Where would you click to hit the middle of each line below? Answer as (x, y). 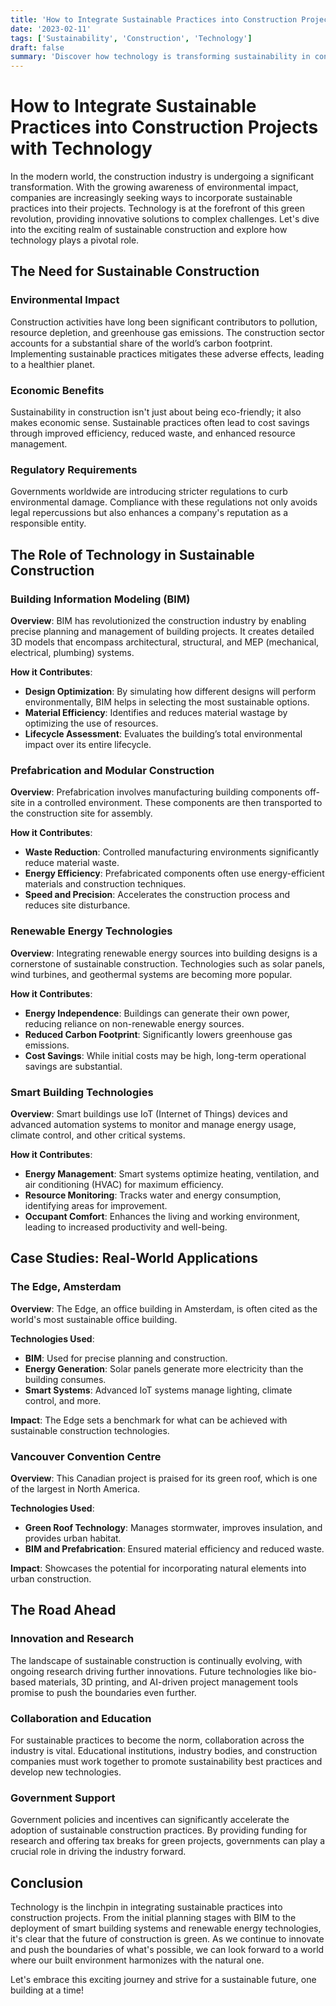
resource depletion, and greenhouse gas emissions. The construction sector (167, 332)
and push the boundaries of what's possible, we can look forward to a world (167, 1949)
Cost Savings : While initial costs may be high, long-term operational (165, 1055)
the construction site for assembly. (81, 813)
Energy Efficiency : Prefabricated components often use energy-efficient (174, 873)
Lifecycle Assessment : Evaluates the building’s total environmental (163, 734)
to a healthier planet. (53, 364)
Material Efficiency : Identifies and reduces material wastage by (156, 713)
